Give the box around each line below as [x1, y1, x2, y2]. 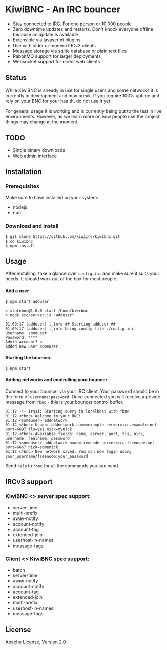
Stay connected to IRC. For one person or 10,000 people [12, 20, 132, 27]
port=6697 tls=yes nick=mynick [5, 426, 72, 432]
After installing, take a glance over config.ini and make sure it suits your [5, 270, 160, 277]
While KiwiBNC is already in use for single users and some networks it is [5, 87, 158, 93]
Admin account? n [5, 339, 43, 344]
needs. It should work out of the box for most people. [5, 276, 118, 282]
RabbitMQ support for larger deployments [12, 53, 101, 59]
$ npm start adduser [5, 299, 50, 304]
